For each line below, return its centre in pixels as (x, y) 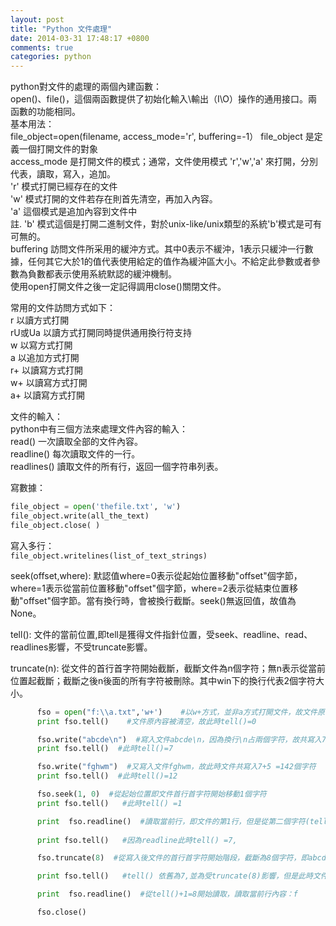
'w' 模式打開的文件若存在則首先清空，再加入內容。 (114, 199)
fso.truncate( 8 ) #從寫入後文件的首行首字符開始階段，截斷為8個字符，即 (172, 858)
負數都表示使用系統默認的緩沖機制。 (102, 274)
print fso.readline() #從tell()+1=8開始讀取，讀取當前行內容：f (167, 894)
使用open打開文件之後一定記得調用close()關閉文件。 (118, 287)
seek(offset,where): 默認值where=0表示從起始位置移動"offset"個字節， (156, 575)
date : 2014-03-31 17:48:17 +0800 (80, 38)
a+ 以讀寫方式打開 (48, 395)
